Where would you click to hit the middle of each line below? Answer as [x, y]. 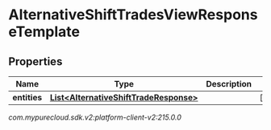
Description [229, 84]
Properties [35, 61]
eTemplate [44, 32]
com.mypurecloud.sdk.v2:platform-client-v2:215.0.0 [95, 117]
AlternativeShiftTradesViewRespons [133, 15]
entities [27, 97]
